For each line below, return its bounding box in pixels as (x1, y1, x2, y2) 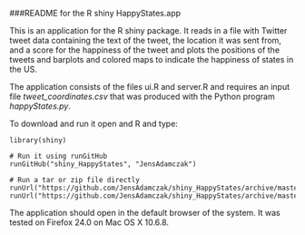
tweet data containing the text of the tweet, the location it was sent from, (9, 35, 281, 45)
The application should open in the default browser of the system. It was (9, 208, 280, 218)
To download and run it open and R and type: (9, 118, 179, 129)
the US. (9, 64, 38, 74)
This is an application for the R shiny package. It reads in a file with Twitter (9, 25, 288, 35)
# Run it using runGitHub (9, 152, 107, 161)
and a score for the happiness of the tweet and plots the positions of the (9, 44, 280, 55)
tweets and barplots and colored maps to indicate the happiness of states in (9, 54, 294, 64)
